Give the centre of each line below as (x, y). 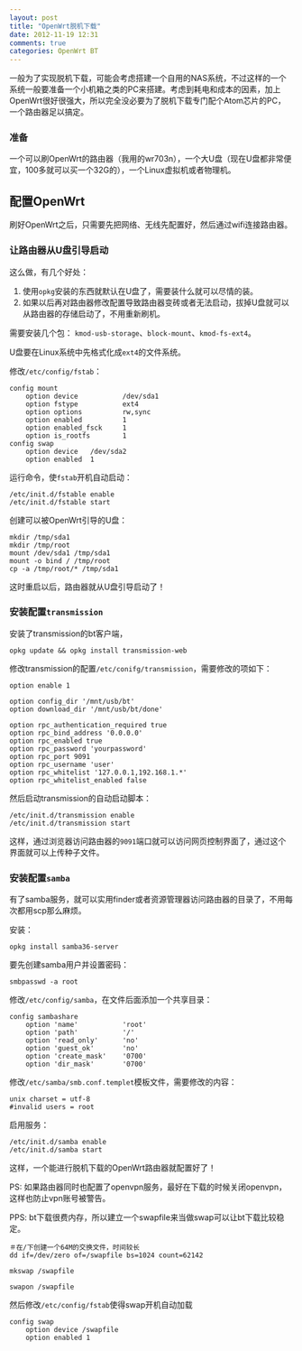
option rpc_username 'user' (62, 764)
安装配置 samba (40, 878)
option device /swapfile (72, 1330)
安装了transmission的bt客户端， (69, 634)
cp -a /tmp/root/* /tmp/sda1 (64, 569)
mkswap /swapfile (42, 1272)
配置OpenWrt (47, 201)
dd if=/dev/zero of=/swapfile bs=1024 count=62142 (106, 1255)
